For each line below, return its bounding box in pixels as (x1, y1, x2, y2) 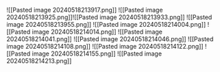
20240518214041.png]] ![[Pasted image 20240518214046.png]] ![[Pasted (6, 35, 214, 43)
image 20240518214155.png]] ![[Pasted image (32, 49, 162, 58)
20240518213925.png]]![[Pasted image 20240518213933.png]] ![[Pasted (6, 13, 212, 21)
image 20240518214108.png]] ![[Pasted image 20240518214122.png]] (6, 43, 204, 50)
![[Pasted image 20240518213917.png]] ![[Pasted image (6, 6, 163, 14)
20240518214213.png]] (6, 57, 72, 64)
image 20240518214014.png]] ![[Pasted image (32, 27, 162, 36)
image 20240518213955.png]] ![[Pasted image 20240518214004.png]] (6, 21, 206, 28)
